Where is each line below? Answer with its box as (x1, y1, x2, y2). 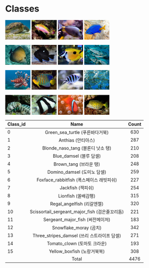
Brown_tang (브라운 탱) (53, 161, 100, 167)
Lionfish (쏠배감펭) (58, 192, 96, 199)
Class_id (7, 121, 26, 127)
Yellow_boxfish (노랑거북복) (49, 248, 105, 254)
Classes (5, 3, 40, 15)
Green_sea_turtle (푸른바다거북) (45, 129, 109, 135)
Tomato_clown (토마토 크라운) (47, 240, 107, 247)
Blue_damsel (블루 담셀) (52, 153, 101, 159)
